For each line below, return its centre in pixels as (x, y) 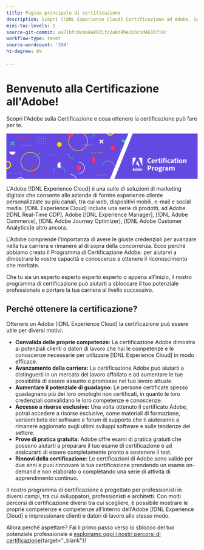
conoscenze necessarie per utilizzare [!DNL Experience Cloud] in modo (104, 355)
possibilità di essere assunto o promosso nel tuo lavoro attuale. (94, 381)
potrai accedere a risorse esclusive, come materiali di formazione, (98, 413)
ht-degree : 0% (24, 52)
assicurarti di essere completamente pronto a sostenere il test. (93, 452)
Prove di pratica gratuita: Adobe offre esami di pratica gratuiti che (98, 439)
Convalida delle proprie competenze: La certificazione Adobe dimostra (105, 342)
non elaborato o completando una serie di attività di (106, 471)
